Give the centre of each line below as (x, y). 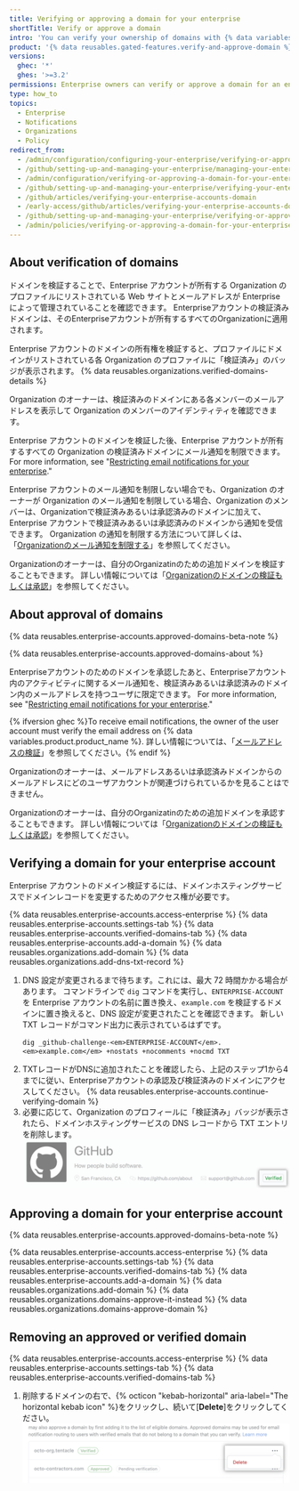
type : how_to (33, 93)
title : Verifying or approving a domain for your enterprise (125, 19)
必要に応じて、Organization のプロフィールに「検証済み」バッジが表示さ (155, 1112)
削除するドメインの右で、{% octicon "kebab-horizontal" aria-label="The (155, 1396)
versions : (28, 57)
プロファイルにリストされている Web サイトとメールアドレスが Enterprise (145, 296)
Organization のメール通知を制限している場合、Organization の (158, 500)
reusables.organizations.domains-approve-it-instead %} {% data (128, 1300)
